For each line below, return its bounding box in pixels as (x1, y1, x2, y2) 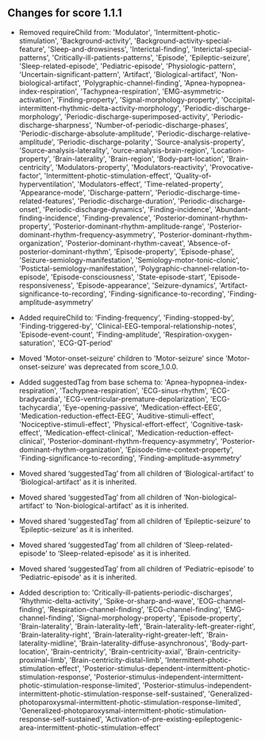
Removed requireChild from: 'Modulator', (18, 27, 152, 37)
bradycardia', (18, 394, 63, 403)
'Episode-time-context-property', (125, 445, 234, 454)
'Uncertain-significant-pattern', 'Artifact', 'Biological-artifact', (18, 69, 218, 79)
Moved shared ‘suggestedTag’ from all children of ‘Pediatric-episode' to (18, 564, 255, 573)
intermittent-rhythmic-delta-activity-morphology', (18, 103, 182, 113)
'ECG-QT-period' (57, 337, 113, 348)
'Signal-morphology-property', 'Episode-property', (76, 613, 242, 622)
